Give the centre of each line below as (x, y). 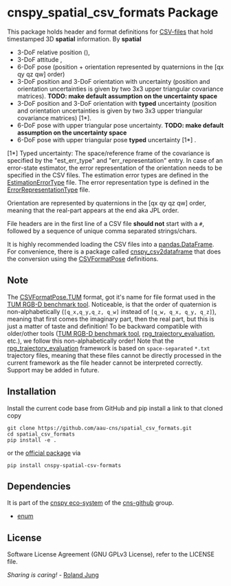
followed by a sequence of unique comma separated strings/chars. (102, 231)
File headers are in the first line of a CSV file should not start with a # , (106, 223)
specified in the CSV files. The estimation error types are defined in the (108, 175)
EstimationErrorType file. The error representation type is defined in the (108, 182)
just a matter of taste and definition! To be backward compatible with (105, 326)
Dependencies (39, 486)
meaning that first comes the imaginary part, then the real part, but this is (111, 319)
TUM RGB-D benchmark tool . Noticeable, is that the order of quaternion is (112, 304)
